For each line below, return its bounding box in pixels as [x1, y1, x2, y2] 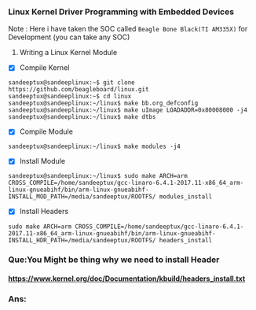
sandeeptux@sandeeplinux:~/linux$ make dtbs [8, 113, 156, 121]
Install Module [19, 157, 65, 166]
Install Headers [19, 207, 69, 216]
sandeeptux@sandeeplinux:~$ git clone [8, 79, 135, 87]
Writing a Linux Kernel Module [19, 48, 118, 57]
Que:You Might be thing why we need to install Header [8, 254, 220, 265]
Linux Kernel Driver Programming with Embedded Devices [8, 6, 234, 17]
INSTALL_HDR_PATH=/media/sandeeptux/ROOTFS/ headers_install [8, 236, 213, 244]
